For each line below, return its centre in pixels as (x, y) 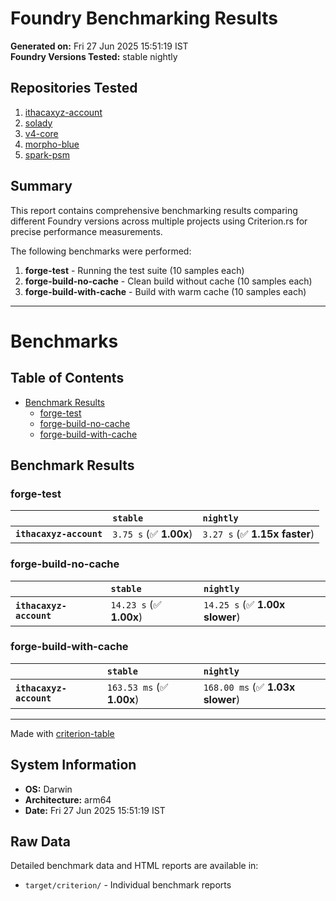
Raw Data (41, 842)
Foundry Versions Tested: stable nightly (94, 56)
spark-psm (47, 154)
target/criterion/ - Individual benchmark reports (128, 885)
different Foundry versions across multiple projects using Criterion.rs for (159, 221)
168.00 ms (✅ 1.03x (249, 687)
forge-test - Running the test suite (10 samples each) (134, 270)
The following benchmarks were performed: (101, 251)
